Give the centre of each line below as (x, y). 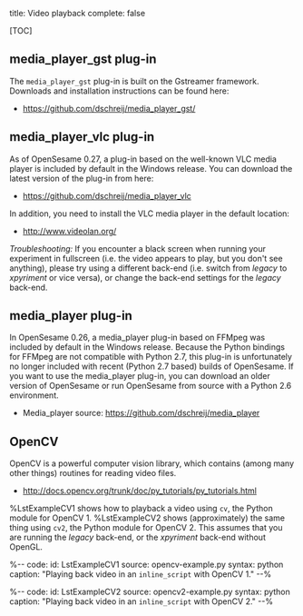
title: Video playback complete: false (78, 13)
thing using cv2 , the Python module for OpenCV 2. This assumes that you (146, 528)
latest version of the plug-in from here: (82, 178)
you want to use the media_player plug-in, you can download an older (140, 376)
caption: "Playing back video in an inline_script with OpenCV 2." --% (142, 601)
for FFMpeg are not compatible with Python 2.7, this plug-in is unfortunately (151, 357)
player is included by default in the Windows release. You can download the (151, 168)
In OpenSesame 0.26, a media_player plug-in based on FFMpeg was (137, 338)
